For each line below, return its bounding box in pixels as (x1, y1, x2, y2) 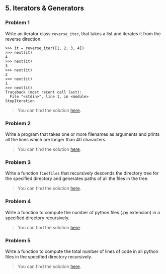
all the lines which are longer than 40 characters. (5, 136, 107, 142)
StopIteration (5, 98, 35, 104)
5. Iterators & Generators (5, 4, 85, 13)
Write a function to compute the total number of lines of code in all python (5, 248, 158, 254)
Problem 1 (5, 19, 30, 26)
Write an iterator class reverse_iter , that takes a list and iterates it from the (5, 30, 161, 37)
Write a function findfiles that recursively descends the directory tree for (5, 170, 159, 176)
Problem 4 (5, 198, 31, 205)
